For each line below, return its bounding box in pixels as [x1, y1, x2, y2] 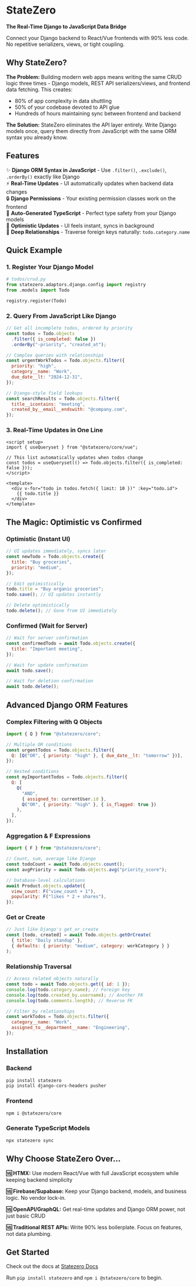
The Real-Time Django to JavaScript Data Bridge [6, 23, 127, 30]
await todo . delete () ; [6, 684, 59, 689]
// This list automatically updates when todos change [6, 455, 144, 461]
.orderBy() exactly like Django [6, 173, 80, 180]
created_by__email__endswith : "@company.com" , [11, 407, 128, 413]
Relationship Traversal [6, 962, 72, 970]
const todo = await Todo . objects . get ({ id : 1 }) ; [6, 981, 131, 987]
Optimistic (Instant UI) [6, 535, 71, 543]
